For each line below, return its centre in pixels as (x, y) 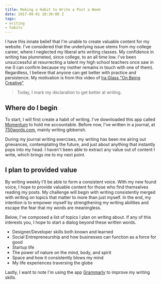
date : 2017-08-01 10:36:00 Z (34, 14)
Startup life (23, 247)
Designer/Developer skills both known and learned (62, 231)
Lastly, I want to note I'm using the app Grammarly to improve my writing (78, 272)
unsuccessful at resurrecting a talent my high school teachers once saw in (80, 62)
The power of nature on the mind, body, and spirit (62, 252)
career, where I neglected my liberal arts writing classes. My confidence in (80, 52)
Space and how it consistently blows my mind (58, 257)
